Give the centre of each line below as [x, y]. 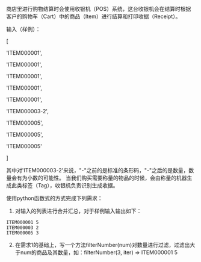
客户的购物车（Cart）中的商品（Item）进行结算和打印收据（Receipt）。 [94, 16]
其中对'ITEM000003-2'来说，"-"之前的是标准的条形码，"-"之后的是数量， [97, 170]
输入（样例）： [23, 29]
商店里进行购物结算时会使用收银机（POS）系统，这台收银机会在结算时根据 [99, 9]
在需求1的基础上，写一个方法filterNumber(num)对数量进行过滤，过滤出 [102, 245]
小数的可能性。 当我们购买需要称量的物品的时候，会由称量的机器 [107, 178]
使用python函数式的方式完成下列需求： [54, 198]
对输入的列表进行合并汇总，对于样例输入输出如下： [78, 211]
